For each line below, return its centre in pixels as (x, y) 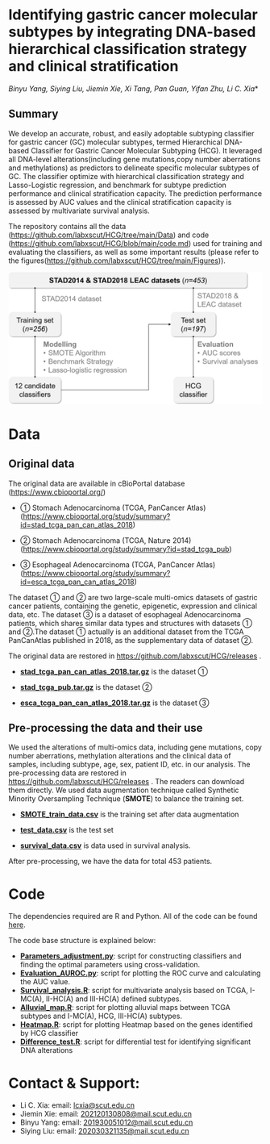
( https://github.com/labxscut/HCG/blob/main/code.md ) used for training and (135, 243)
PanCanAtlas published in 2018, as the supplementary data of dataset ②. (131, 640)
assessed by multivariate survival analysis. (79, 211)
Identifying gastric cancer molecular (133, 15)
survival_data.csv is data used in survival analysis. (105, 845)
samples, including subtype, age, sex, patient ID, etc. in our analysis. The (129, 765)
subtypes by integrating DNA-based (132, 32)
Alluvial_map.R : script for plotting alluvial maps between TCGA (125, 1008)
